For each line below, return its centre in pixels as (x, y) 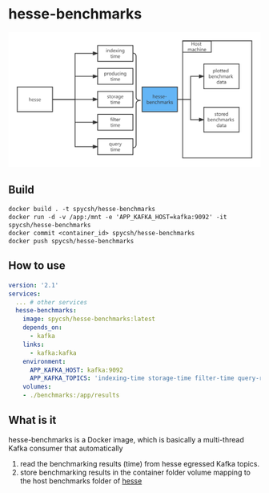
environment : (44, 361)
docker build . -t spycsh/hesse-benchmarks (82, 209)
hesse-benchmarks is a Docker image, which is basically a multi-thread (126, 439)
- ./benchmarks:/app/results (71, 395)
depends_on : (42, 328)
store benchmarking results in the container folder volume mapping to (135, 472)
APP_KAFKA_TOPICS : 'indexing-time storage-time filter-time (132, 378)
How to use (37, 266)
